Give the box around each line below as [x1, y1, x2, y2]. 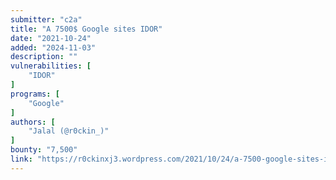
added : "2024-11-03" [10, 42, 97, 53]
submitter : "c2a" [10, 14, 83, 25]
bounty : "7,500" [10, 145, 78, 155]
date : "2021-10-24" [10, 33, 92, 43]
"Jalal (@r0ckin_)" [28, 126, 110, 136]
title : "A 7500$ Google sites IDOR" [10, 24, 163, 34]
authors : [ [10, 117, 56, 127]
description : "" [10, 52, 78, 62]
